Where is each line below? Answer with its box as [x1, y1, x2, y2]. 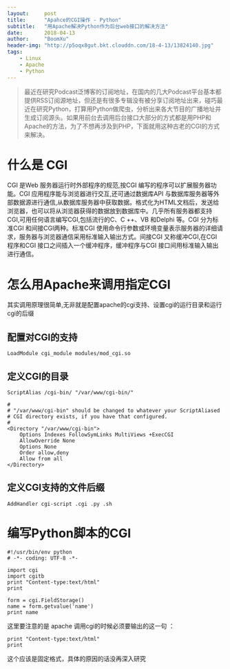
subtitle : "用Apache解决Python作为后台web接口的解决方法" [7, 23, 169, 30]
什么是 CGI [7, 157, 68, 173]
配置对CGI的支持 [7, 331, 78, 343]
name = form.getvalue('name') [7, 603, 94, 610]
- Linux [19, 55, 41, 62]
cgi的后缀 [7, 309, 34, 317]
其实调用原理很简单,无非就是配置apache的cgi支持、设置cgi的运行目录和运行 [7, 301, 222, 309]
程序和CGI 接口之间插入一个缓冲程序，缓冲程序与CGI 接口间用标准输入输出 [7, 242, 219, 250]
